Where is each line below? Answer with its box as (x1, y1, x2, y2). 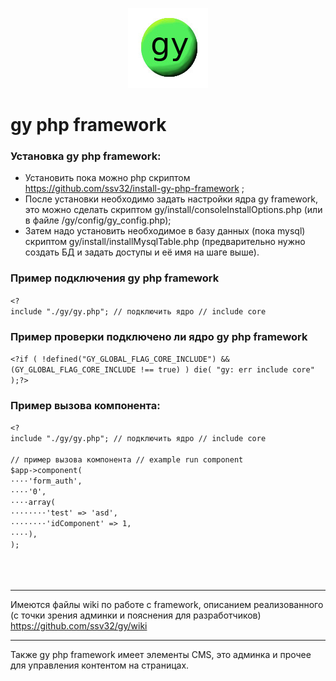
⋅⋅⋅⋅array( (10, 498, 56, 508)
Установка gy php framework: (10, 149, 162, 163)
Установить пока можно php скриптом (24, 172, 191, 184)
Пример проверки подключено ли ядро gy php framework (10, 329, 308, 343)
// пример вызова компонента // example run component (10, 455, 244, 465)
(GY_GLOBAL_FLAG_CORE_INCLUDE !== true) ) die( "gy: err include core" (10, 365, 315, 375)
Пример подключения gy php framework (10, 271, 220, 285)
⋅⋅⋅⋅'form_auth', (10, 476, 83, 487)
